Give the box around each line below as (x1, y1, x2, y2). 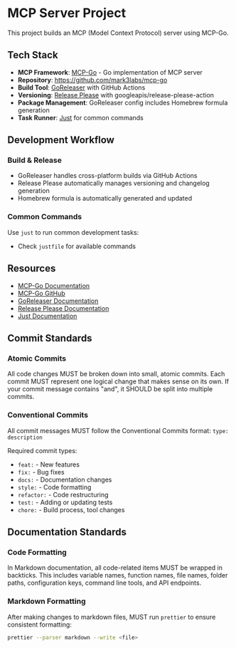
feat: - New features (17, 460, 80, 469)
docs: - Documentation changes (17, 475, 112, 484)
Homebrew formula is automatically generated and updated (17, 194, 193, 203)
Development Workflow (7, 134, 115, 147)
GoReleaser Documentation (17, 297, 99, 305)
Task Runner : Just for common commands (17, 113, 144, 122)
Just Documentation (17, 312, 77, 320)
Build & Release (7, 155, 62, 165)
